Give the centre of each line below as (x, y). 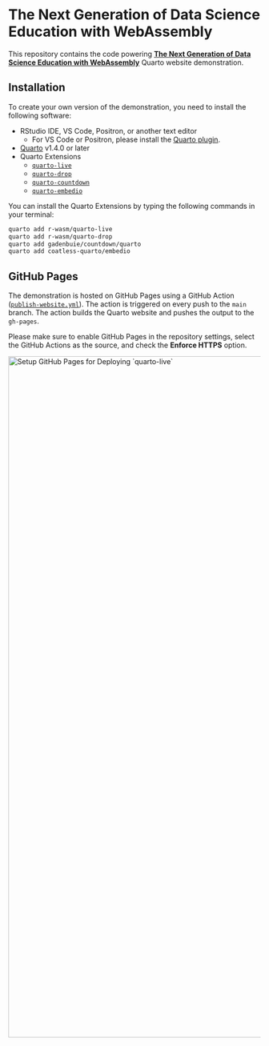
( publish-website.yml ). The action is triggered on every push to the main (127, 304)
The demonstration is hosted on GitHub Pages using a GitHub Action (121, 296)
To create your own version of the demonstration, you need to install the (127, 106)
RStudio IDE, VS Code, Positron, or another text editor (108, 130)
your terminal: (31, 214)
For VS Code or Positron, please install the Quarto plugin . (126, 139)
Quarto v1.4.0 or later (55, 148)
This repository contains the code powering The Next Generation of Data (130, 54)
